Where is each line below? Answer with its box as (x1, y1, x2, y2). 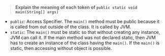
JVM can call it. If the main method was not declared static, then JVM (10, 35, 156, 40)
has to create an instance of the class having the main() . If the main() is (10, 40, 160, 46)
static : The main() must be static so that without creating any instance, (10, 29, 160, 35)
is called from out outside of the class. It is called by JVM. (10, 24, 131, 30)
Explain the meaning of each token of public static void (15, 5, 138, 10)
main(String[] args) (15, 10, 59, 15)
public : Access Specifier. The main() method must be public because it (10, 19, 160, 24)
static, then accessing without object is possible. (10, 45, 112, 51)
